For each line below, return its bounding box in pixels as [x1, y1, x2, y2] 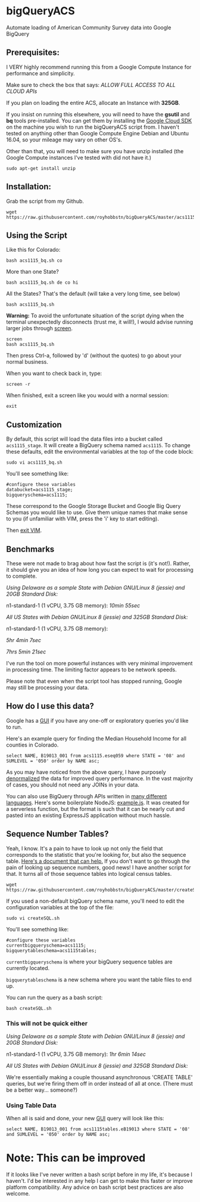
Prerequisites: [6, 48, 60, 58]
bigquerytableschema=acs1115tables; [6, 947, 97, 953]
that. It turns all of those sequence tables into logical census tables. [6, 870, 172, 877]
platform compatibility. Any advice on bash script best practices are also [6, 1184, 184, 1191]
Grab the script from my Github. [6, 197, 85, 205]
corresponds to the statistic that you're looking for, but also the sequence [6, 851, 186, 858]
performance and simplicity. [6, 70, 75, 77]
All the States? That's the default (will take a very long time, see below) [6, 290, 180, 298]
